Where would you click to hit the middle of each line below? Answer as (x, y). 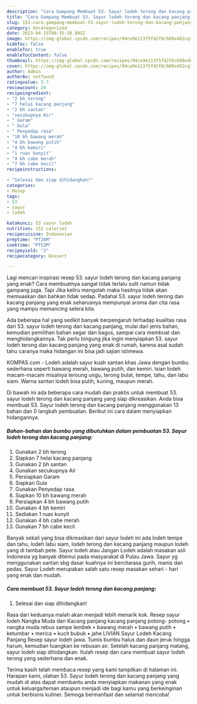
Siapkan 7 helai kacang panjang (53, 458)
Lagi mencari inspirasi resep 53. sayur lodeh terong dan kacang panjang (94, 278)
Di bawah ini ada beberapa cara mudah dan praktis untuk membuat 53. (92, 392)
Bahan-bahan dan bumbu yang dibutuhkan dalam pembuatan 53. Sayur (97, 430)
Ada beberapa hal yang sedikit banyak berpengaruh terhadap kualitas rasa (96, 320)
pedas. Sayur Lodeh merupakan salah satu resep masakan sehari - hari (92, 569)
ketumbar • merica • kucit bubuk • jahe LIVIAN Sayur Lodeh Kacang (89, 634)
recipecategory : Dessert (37, 256)
